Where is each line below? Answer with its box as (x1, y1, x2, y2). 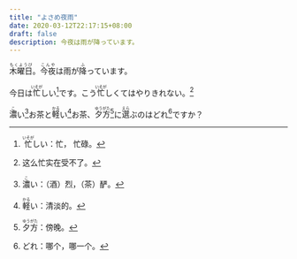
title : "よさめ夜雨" (9, 12, 78, 22)
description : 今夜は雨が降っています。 (9, 37, 139, 47)
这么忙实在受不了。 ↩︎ (21, 157, 102, 168)
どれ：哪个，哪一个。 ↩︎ (21, 240, 109, 252)
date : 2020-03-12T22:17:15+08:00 (9, 21, 133, 30)
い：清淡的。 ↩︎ (29, 201, 86, 211)
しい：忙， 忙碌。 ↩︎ (32, 139, 106, 149)
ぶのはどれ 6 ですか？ (129, 107, 203, 119)
